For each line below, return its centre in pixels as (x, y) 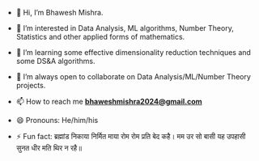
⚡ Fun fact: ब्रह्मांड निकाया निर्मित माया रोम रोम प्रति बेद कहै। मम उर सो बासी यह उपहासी (131, 136)
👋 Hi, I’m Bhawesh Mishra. (59, 13)
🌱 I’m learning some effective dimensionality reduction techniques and (133, 52)
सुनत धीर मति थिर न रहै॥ (49, 148)
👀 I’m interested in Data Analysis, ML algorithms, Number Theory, (125, 28)
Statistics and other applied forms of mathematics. (100, 37)
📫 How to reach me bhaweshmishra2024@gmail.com (109, 102)
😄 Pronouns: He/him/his (57, 120)
